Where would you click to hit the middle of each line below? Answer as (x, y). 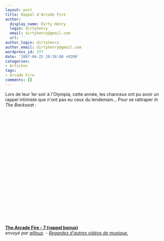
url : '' (18, 38)
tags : (11, 71)
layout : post (19, 10)
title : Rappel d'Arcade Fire (35, 15)
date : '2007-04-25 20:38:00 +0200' (42, 56)
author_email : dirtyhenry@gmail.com (43, 47)
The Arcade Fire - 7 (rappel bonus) (42, 227)
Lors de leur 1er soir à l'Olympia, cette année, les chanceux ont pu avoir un (82, 94)
